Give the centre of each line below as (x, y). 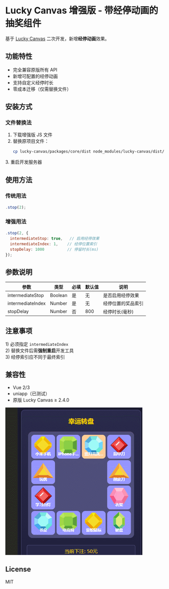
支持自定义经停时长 (33, 82)
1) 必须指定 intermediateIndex (37, 344)
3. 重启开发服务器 (24, 162)
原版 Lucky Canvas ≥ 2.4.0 (41, 400)
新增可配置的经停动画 (35, 76)
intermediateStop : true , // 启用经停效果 (55, 239)
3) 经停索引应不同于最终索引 (35, 357)
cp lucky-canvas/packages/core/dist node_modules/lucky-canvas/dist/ (89, 152)
